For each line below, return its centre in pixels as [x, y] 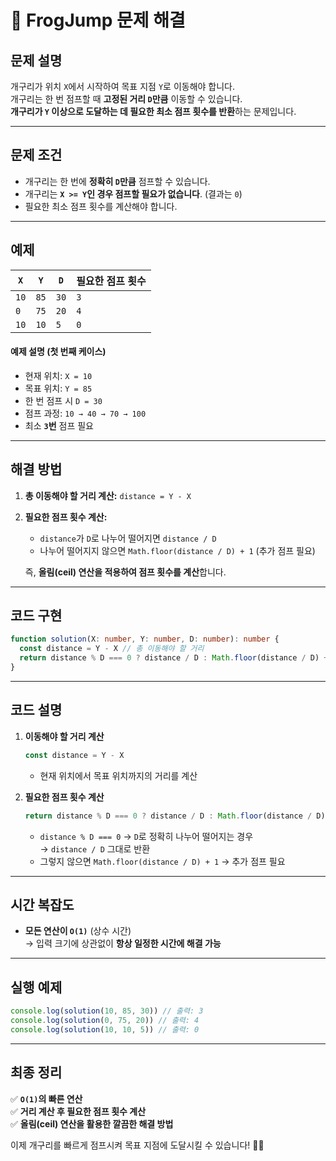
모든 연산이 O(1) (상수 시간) [78, 931]
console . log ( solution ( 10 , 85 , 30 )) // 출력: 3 [107, 1011]
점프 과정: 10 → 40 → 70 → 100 [85, 413]
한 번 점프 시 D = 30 [63, 400]
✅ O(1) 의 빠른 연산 [46, 1098]
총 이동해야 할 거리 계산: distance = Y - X [108, 495]
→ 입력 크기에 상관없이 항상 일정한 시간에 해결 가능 [123, 943]
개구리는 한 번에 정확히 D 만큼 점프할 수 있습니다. [117, 181]
